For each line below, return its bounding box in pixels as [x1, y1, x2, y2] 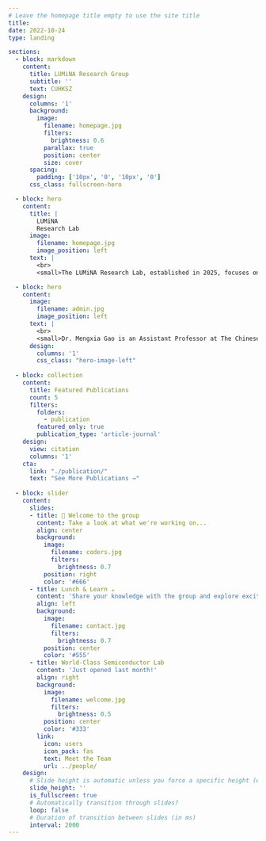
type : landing [8, 33, 55, 42]
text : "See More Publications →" [28, 475, 140, 483]
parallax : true [43, 143, 93, 151]
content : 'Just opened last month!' [36, 667, 158, 675]
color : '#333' [43, 725, 90, 733]
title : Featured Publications [28, 386, 129, 394]
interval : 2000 [28, 821, 80, 829]
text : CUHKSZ [28, 85, 73, 93]
